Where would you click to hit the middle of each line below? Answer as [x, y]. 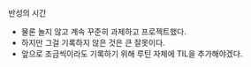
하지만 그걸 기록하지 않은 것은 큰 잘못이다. [93, 43]
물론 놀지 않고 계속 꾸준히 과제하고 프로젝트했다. [103, 32]
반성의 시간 [27, 13]
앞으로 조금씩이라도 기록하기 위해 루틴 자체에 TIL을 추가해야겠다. [132, 54]
